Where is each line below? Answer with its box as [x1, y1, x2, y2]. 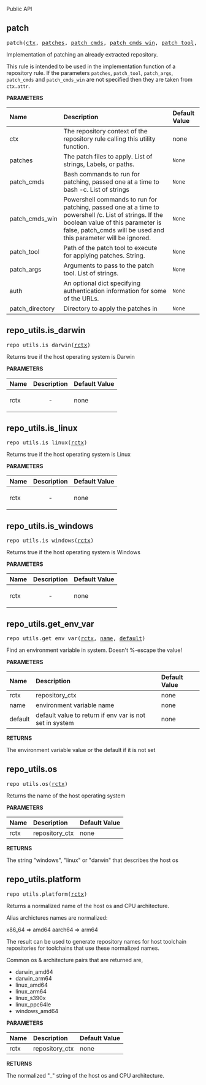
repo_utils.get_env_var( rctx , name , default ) [6, 635, 146, 642]
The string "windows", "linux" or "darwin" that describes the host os [6, 856, 179, 864]
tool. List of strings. [63, 268, 119, 277]
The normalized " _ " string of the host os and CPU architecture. [6, 1071, 164, 1079]
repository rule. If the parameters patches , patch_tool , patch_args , [6, 69, 174, 76]
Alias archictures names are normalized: [6, 914, 108, 921]
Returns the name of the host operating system [6, 792, 126, 799]
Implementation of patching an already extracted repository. [6, 50, 158, 58]
